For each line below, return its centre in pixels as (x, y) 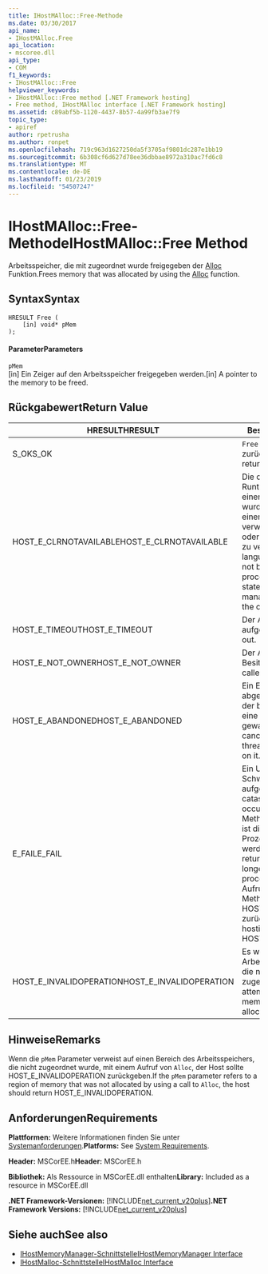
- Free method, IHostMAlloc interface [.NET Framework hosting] (117, 105)
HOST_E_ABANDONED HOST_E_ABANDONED (97, 721)
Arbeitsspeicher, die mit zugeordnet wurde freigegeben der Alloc (115, 266)
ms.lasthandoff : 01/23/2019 (55, 180)
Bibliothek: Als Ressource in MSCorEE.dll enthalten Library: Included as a (129, 1177)
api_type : (25, 61)
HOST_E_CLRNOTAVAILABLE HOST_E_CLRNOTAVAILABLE (120, 541)
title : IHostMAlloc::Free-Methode (66, 16)
